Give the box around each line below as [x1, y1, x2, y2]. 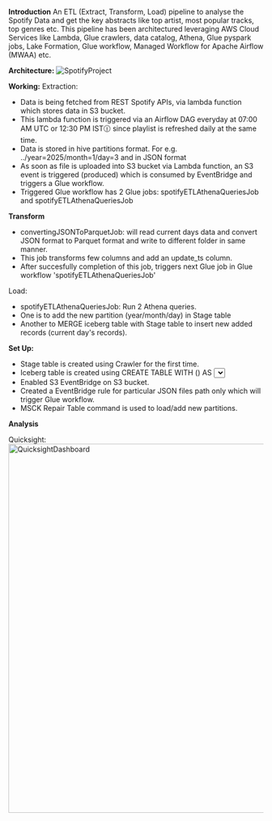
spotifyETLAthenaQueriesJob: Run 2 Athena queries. [19, 302, 197, 311]
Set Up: [8, 344, 34, 352]
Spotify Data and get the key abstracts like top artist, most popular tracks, [8, 15, 255, 25]
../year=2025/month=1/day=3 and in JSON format [19, 153, 187, 162]
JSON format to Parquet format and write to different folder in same [19, 235, 246, 245]
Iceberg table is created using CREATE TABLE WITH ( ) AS [19, 368, 212, 377]
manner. [19, 244, 49, 254]
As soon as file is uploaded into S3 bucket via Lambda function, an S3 [19, 162, 253, 171]
